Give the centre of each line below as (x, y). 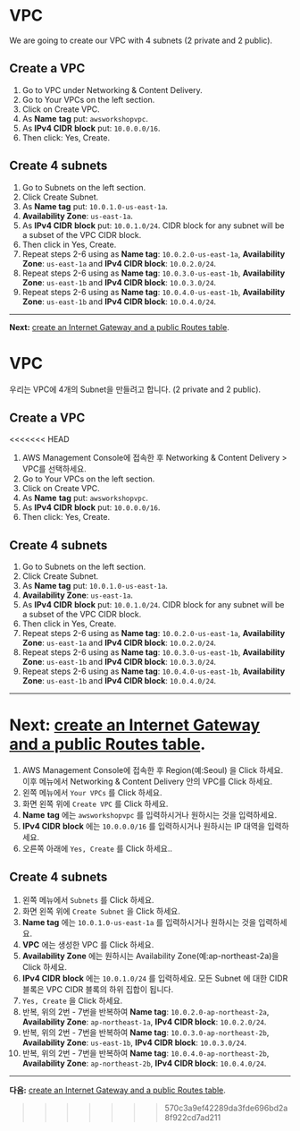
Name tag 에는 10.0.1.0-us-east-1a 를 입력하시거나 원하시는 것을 (139, 922)
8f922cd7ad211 (193, 1117)
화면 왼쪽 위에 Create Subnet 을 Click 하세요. (101, 911)
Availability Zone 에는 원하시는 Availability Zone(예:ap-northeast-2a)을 (150, 956)
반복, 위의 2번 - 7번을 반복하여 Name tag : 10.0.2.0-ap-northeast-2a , (146, 1011)
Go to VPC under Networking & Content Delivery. (112, 89)
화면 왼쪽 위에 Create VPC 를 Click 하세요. (95, 804)
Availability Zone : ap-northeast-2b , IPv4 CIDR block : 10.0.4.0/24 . (144, 1063)
